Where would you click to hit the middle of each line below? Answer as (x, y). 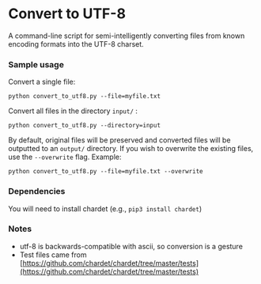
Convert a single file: (42, 82)
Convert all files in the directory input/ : (73, 111)
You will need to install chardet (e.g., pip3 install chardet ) (105, 208)
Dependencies (37, 191)
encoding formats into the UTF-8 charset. (76, 44)
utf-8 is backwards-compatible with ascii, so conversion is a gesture (131, 246)
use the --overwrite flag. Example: (65, 157)
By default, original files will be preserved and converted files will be (119, 140)
